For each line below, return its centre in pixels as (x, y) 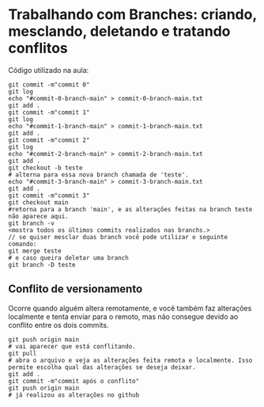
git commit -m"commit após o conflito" (74, 381)
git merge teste (35, 251)
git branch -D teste (42, 264)
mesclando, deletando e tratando (119, 31)
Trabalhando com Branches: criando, (132, 15)
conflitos (38, 48)
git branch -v (32, 223)
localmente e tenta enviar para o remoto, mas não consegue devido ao (123, 316)
